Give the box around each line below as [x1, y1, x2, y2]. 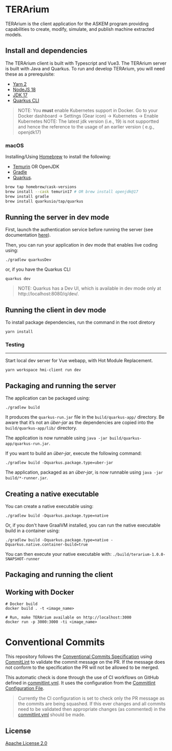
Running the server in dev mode [5, 213, 110, 221]
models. [5, 31, 23, 37]
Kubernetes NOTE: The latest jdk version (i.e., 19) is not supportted [17, 118, 159, 124]
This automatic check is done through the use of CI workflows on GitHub [5, 674, 159, 681]
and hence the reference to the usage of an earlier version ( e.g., [17, 123, 155, 129]
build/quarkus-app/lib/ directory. [5, 425, 78, 431]
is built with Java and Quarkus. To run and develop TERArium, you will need [5, 65, 165, 71]
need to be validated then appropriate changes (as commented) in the [17, 706, 166, 712]
